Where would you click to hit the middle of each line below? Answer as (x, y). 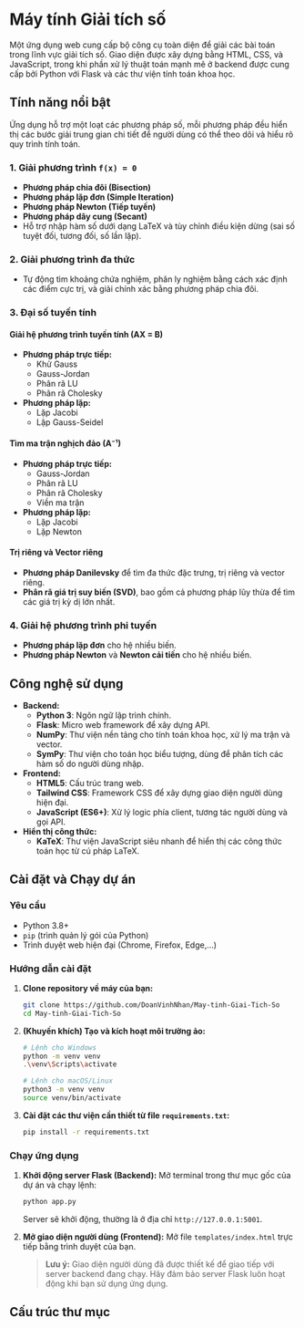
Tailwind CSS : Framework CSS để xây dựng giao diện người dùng (159, 793)
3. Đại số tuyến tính (53, 313)
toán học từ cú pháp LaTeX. (87, 851)
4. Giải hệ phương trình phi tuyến (83, 625)
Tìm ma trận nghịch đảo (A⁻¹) (65, 443)
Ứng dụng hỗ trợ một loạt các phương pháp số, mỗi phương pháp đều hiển (149, 124)
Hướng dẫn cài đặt (51, 969)
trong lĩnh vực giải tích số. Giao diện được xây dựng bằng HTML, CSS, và (147, 54)
